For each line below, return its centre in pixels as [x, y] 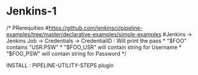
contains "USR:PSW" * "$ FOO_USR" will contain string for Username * [94, 47]
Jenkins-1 [31, 11]
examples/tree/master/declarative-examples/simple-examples [84, 34]
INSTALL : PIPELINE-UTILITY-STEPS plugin [60, 65]
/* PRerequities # [28, 28]
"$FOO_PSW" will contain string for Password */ [66, 53]
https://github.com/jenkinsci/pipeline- [95, 28]
